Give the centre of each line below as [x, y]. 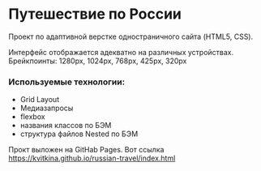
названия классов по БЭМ [66, 126]
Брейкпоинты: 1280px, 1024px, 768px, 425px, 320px [98, 61]
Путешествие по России [95, 14]
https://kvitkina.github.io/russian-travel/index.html [92, 158]
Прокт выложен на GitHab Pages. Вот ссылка [86, 150]
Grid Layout [39, 100]
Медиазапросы [47, 108]
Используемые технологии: [67, 82]
